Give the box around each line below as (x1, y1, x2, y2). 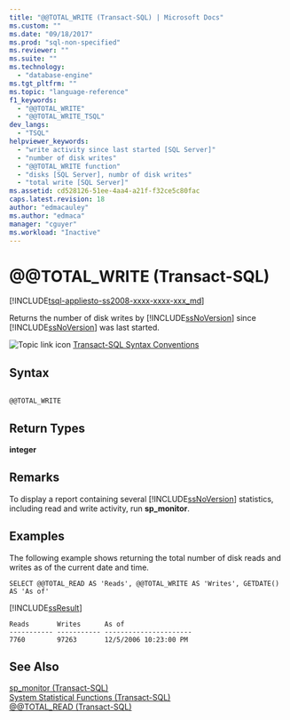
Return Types (9, 420, 86, 436)
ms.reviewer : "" (9, 46, 69, 55)
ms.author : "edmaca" (9, 211, 86, 220)
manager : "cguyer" (9, 220, 77, 228)
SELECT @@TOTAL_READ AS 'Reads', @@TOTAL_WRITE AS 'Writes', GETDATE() (9, 579, 279, 588)
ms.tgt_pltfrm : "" (9, 79, 77, 88)
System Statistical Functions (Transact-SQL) (9, 692, 171, 703)
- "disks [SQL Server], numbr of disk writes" (17, 170, 192, 179)
